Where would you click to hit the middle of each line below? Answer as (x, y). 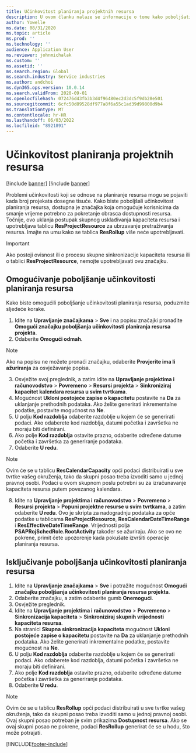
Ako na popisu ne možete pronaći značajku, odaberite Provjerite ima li (91, 361)
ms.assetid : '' (24, 66)
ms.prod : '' (20, 39)
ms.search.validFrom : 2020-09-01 (47, 93)
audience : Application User (40, 50)
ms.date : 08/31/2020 (31, 28)
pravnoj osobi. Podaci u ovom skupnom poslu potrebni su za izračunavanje (96, 482)
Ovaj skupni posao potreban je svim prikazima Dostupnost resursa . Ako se (97, 720)
